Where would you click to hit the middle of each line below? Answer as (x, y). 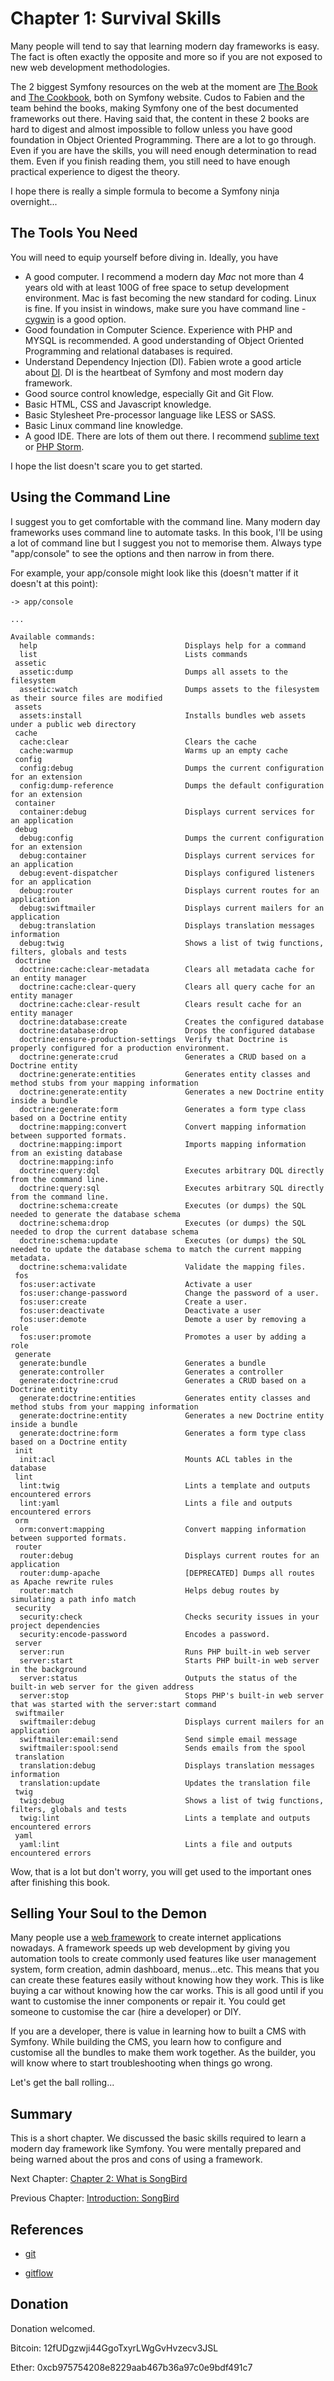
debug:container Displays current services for (167, 855)
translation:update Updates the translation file (165, 1783)
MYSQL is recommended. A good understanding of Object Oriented (164, 340)
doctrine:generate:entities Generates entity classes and (165, 1074)
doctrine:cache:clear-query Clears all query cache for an (167, 987)
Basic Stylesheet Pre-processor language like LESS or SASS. (150, 414)
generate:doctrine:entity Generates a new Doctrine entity (172, 1415)
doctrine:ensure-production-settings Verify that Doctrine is (153, 1039)
